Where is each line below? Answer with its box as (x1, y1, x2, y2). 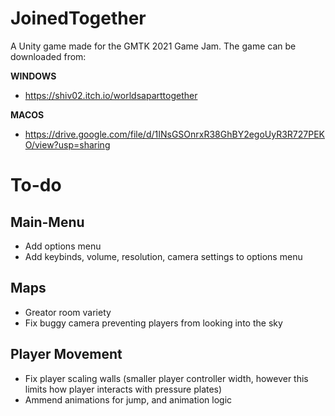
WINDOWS (10, 70, 57, 82)
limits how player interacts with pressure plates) (24, 383, 223, 395)
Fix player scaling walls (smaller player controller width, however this (24, 372, 309, 384)
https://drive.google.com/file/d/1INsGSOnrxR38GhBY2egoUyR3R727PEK (24, 128, 325, 140)
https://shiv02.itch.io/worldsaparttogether (24, 89, 198, 101)
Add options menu (24, 240, 102, 252)
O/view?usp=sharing (24, 138, 111, 151)
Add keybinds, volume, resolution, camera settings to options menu (24, 250, 303, 262)
